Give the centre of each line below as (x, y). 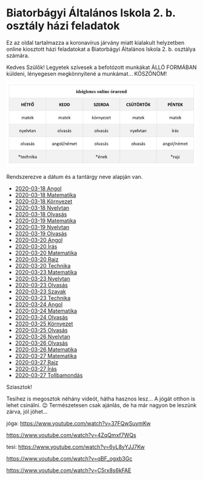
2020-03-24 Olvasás (42, 317)
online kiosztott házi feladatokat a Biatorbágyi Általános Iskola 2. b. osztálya (101, 49)
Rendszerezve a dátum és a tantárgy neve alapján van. (75, 176)
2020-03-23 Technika (43, 298)
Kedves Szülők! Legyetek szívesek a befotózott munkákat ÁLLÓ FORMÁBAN (101, 67)
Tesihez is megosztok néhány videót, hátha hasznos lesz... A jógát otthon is (101, 398)
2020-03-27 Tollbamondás (49, 375)
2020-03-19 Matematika (45, 221)
